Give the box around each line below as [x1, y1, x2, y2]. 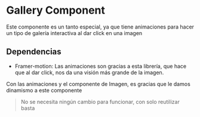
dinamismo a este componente [6, 87, 82, 94]
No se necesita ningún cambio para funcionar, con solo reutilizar [20, 98, 180, 105]
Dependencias [6, 47, 61, 57]
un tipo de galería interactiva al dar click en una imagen [6, 29, 143, 36]
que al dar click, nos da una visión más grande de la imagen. [14, 69, 164, 76]
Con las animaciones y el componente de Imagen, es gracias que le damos [6, 80, 191, 87]
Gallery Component [6, 4, 106, 17]
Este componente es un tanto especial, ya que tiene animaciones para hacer [6, 23, 195, 30]
